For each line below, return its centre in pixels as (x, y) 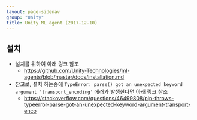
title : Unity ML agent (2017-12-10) (52, 23)
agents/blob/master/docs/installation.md (74, 77)
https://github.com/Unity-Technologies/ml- (77, 71)
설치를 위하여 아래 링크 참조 (47, 64)
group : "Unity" (25, 17)
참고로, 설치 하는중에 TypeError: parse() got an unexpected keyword (99, 84)
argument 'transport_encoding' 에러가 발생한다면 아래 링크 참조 (91, 92)
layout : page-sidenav (33, 12)
